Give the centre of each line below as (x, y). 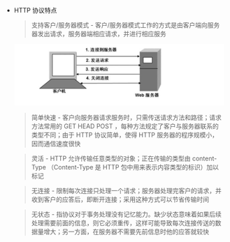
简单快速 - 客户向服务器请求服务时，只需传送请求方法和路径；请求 (126, 118)
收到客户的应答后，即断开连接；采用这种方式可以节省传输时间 (120, 199)
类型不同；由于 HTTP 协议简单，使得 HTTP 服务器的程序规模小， (125, 135)
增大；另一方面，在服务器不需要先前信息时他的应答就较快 (127, 232)
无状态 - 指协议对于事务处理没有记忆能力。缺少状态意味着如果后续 (126, 214)
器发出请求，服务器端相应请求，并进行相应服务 (99, 34)
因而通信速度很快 (56, 144)
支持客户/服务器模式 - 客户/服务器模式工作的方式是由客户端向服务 (125, 25)
